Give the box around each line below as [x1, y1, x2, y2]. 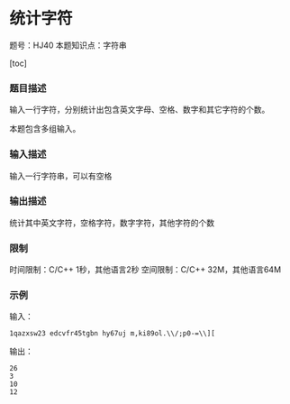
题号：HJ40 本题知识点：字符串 [9, 40, 128, 50]
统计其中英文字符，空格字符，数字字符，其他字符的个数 [9, 217, 214, 228]
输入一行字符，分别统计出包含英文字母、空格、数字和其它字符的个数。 [9, 105, 270, 115]
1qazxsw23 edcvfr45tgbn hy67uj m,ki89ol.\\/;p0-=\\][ [9, 329, 216, 338]
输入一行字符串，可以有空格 [9, 170, 113, 181]
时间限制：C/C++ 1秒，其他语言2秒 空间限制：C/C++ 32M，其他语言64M [9, 264, 282, 275]
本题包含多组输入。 [9, 124, 81, 134]
